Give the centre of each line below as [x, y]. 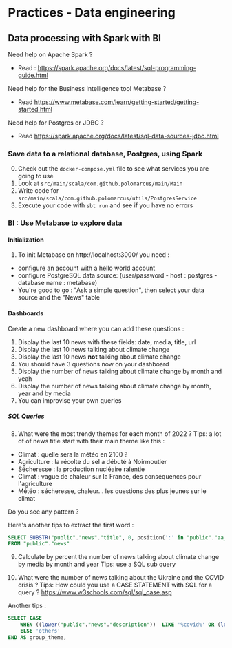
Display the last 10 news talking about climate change [94, 349]
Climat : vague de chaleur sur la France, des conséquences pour [109, 476]
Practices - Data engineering [92, 13]
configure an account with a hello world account [86, 268]
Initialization [26, 240]
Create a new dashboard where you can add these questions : [96, 328]
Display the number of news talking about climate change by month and [120, 371]
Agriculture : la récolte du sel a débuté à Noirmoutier [92, 461]
